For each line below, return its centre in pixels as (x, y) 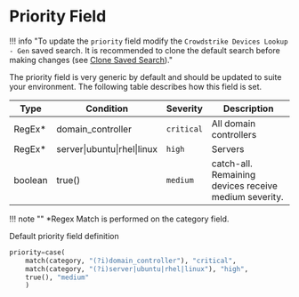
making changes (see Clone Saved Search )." (91, 60)
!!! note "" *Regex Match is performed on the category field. (119, 219)
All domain (234, 124)
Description (248, 108)
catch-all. (232, 164)
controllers (234, 134)
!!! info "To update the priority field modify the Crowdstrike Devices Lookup (149, 41)
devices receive (245, 186)
